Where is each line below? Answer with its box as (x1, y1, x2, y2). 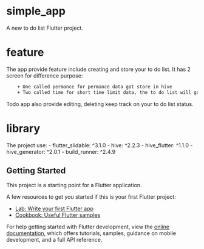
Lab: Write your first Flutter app (15, 205, 94, 213)
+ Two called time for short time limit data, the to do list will (17, 89, 191, 95)
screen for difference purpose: (6, 71, 83, 79)
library (6, 121, 41, 135)
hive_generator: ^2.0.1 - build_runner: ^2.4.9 (6, 148, 116, 155)
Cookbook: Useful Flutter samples (15, 211, 101, 219)
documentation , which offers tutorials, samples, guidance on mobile (6, 230, 176, 237)
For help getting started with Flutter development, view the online (6, 223, 170, 231)
